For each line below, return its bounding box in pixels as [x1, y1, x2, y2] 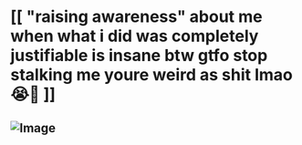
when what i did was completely [10, 26, 259, 47]
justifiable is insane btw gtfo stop [10, 46, 268, 66]
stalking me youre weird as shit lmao [10, 65, 293, 86]
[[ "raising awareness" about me [10, 6, 263, 27]
